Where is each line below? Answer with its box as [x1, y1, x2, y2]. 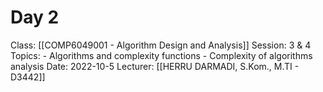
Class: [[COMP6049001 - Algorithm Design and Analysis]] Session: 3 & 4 [10, 39, 312, 51]
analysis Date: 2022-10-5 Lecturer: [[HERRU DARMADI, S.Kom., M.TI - [10, 60, 300, 72]
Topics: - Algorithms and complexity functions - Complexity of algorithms [10, 49, 313, 61]
